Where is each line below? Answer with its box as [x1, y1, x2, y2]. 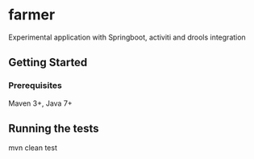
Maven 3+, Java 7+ [8, 98, 73, 108]
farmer [8, 6, 56, 24]
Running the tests [8, 122, 99, 136]
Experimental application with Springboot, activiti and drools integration [8, 32, 246, 42]
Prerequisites [8, 80, 62, 91]
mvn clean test [8, 143, 58, 153]
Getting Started [8, 56, 88, 69]
